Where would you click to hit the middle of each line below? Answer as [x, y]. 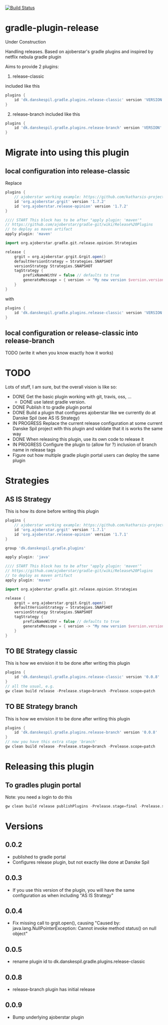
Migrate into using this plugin [67, 153]
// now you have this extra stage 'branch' [51, 742]
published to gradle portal [39, 857]
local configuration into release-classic [67, 171]
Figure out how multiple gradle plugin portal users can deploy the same [86, 455]
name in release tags [34, 450]
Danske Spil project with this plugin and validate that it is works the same [87, 429]
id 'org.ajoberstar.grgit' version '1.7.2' [60, 201]
